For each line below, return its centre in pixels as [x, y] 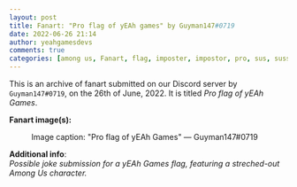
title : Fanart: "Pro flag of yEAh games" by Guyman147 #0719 [122, 26]
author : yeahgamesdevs [51, 42]
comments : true [37, 51]
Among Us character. [48, 173]
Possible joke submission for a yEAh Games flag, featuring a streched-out [145, 164]
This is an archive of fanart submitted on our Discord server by [123, 84]
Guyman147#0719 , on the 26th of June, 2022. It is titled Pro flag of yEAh [137, 93]
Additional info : [38, 154]
